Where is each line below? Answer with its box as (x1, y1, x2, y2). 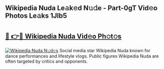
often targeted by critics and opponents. (5, 59, 88, 64)
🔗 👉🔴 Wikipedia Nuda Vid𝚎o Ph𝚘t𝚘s (5, 32, 122, 40)
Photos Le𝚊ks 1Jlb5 (5, 12, 67, 20)
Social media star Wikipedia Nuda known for (59, 48, 151, 53)
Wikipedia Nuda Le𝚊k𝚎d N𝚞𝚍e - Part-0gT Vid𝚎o (5, 4, 158, 12)
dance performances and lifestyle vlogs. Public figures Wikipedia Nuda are (5, 53, 159, 59)
